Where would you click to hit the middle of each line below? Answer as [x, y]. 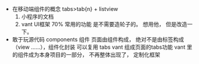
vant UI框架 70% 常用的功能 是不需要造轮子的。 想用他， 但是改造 [104, 24]
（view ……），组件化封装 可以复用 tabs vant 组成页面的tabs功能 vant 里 [102, 47]
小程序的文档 [37, 16]
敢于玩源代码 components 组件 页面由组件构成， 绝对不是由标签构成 [98, 39]
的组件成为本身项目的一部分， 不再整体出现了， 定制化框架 [86, 55]
